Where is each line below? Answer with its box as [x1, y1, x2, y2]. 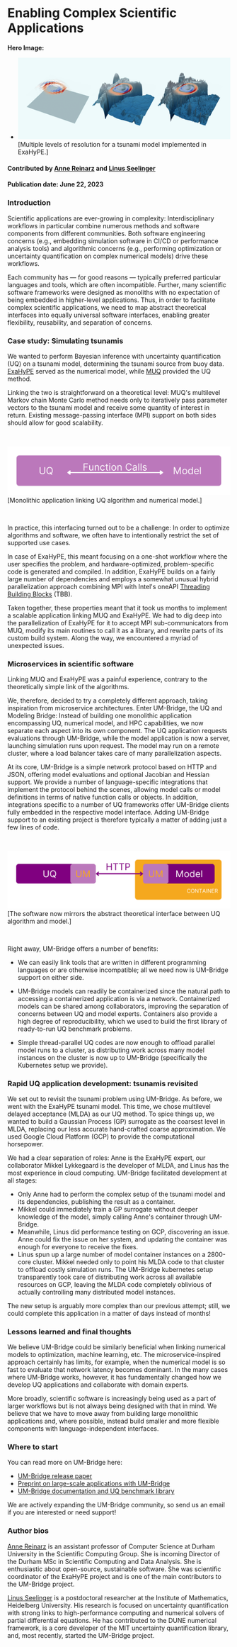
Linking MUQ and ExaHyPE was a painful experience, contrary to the [7, 675, 207, 683]
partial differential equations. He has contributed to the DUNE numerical [7, 1616, 217, 1624]
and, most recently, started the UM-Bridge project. [7, 1631, 155, 1639]
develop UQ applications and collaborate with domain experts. [7, 1380, 189, 1389]
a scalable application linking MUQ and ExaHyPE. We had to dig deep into [7, 611, 222, 620]
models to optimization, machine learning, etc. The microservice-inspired [7, 1351, 221, 1359]
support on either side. [17, 973, 84, 981]
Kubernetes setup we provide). [17, 1061, 108, 1069]
